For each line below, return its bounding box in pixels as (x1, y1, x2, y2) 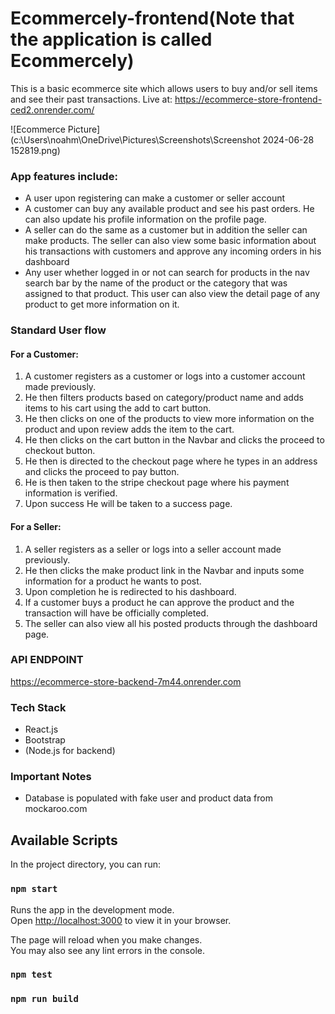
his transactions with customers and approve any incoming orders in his (24, 245, 322, 257)
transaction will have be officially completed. (24, 607, 209, 619)
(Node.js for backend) (24, 745, 116, 757)
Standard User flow (10, 323, 107, 337)
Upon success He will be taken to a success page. (24, 498, 233, 510)
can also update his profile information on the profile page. (24, 213, 267, 226)
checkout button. (24, 445, 96, 457)
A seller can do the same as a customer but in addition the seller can (24, 224, 308, 236)
